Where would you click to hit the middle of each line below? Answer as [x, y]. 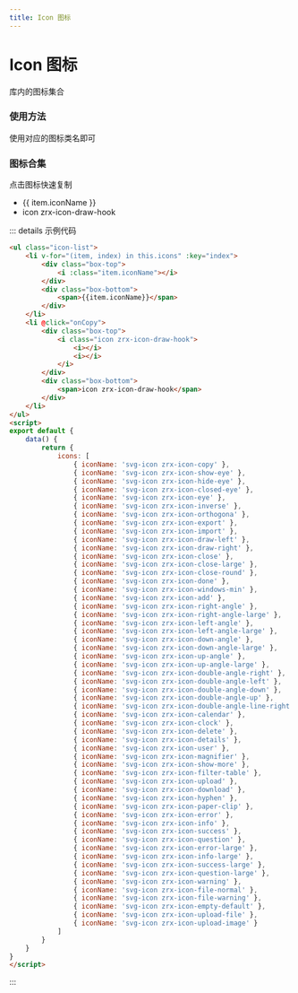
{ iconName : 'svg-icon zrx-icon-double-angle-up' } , [174, 698]
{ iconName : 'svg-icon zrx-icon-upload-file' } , [165, 915]
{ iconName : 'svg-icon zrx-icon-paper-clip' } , [163, 806]
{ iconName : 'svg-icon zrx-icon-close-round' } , [165, 573]
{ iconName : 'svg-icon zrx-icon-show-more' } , [162, 765]
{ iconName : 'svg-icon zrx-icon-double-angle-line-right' [183, 706]
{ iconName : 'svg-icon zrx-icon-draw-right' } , [163, 548]
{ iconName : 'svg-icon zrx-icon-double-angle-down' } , [177, 690]
